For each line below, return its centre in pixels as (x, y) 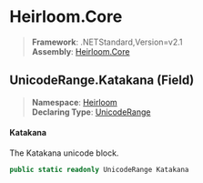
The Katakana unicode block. (64, 153)
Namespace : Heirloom (75, 102)
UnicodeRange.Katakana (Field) (102, 81)
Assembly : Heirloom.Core (81, 51)
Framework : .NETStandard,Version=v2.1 (107, 42)
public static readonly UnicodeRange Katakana (99, 169)
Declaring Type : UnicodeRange (91, 112)
